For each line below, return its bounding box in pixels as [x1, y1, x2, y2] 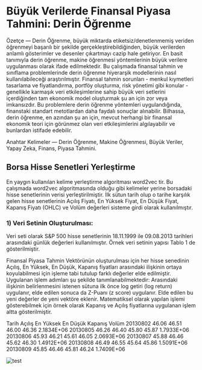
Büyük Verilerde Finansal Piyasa [6, 4, 171, 18]
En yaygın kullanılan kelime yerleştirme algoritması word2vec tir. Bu [6, 178, 173, 185]
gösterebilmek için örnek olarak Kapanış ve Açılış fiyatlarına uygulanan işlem [6, 302, 196, 309]
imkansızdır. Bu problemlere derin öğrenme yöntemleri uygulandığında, [6, 101, 182, 108]
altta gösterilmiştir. [6, 309, 52, 316]
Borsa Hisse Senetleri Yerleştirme [6, 162, 136, 172]
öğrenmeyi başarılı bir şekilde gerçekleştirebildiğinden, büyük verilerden [6, 43, 186, 51]
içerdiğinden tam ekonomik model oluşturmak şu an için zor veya [6, 95, 168, 102]
